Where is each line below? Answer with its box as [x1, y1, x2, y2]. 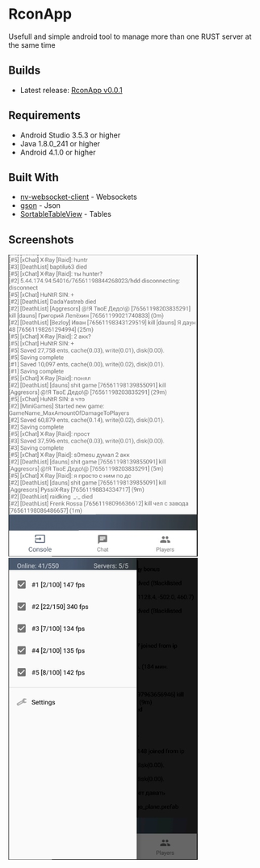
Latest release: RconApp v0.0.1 [19, 85, 123, 95]
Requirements [8, 108, 81, 122]
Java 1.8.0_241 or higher [19, 138, 101, 148]
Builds [8, 64, 41, 78]
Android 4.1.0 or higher [19, 147, 96, 157]
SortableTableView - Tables [19, 210, 111, 219]
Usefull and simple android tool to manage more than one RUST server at [8, 32, 252, 41]
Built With [8, 171, 59, 184]
